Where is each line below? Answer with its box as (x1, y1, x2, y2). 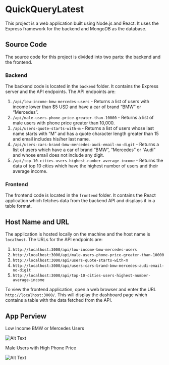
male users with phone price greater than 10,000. (12, 120, 115, 126)
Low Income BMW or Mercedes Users (5, 325, 85, 331)
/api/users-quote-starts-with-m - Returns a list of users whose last (12, 125, 154, 131)
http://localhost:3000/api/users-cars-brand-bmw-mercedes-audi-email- (12, 263, 164, 268)
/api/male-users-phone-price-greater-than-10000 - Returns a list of (12, 115, 154, 121)
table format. (5, 203, 32, 209)
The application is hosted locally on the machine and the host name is (5, 231, 150, 237)
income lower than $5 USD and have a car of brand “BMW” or (12, 104, 141, 110)
